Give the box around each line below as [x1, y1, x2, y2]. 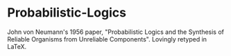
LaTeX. [7, 42, 27, 50]
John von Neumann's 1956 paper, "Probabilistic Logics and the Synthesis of [7, 28, 224, 36]
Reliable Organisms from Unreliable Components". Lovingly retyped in [7, 35, 207, 43]
